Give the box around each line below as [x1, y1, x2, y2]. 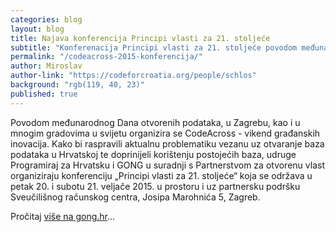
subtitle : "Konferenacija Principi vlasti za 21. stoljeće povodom [10, 42, 298, 53]
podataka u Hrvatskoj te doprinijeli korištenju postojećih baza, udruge [10, 148, 297, 160]
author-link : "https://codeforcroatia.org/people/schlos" [10, 71, 257, 81]
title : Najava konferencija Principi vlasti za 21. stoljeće [10, 33, 271, 43]
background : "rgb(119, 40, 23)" [10, 80, 145, 90]
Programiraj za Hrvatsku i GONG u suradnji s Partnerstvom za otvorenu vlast [10, 159, 325, 171]
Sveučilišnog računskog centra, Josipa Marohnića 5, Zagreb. [10, 191, 261, 203]
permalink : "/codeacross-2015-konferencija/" [10, 52, 203, 62]
